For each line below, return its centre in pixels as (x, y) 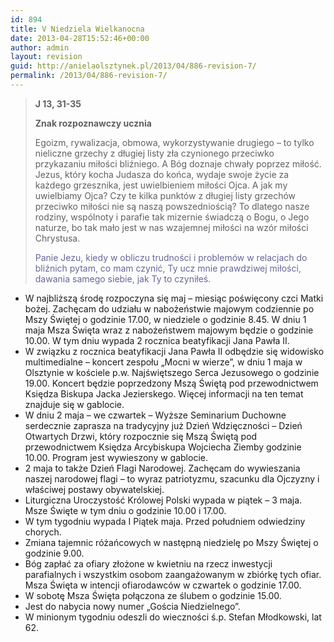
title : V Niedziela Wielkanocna (77, 29)
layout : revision (46, 57)
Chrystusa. (57, 238)
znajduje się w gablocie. (74, 404)
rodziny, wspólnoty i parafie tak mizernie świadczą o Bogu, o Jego (172, 217)
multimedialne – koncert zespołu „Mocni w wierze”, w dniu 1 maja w (163, 362)
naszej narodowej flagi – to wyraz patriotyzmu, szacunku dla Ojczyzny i (172, 478)
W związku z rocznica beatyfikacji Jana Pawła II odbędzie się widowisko (174, 351)
